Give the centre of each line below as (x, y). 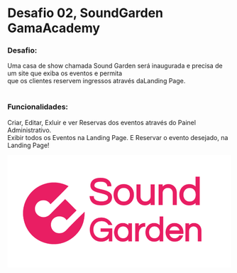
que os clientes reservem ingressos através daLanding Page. (97, 81)
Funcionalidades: (38, 107)
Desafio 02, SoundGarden (86, 13)
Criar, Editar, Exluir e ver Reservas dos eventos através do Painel (102, 122)
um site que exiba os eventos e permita (65, 73)
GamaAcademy (54, 28)
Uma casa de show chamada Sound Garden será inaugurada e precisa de (115, 66)
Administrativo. (29, 130)
